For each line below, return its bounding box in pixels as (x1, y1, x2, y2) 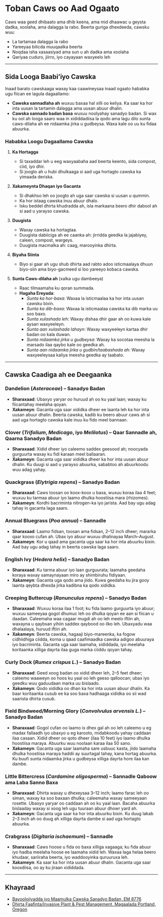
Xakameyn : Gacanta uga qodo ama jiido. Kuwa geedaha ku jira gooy (12, 577, 149, 583)
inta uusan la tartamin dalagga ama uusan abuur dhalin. (12, 105, 123, 111)
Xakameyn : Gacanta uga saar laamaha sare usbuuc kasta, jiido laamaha (12, 745, 157, 751)
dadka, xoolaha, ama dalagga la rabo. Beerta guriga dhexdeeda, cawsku (5, 24, 149, 30)
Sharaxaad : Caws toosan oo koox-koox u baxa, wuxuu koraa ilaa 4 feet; (12, 490, 157, 496)
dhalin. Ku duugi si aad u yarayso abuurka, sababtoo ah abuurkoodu (12, 462, 149, 467)
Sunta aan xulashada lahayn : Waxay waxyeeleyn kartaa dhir (26, 326, 148, 332)
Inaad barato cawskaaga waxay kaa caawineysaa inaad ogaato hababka (5, 85, 149, 91)
